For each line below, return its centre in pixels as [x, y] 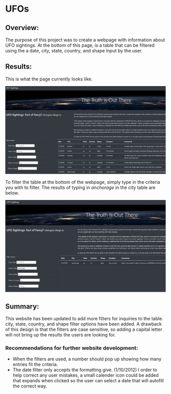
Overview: [22, 28]
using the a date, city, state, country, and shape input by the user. [74, 51]
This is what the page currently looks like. [49, 79]
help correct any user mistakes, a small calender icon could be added [85, 375]
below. [12, 193]
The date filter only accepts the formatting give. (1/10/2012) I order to [85, 370]
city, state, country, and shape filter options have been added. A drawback [83, 324]
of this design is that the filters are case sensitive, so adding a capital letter [84, 329]
